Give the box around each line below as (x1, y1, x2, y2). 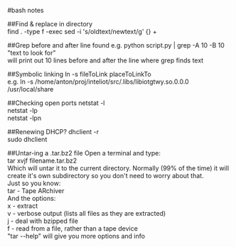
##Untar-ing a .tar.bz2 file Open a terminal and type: (7, 149, 161, 157)
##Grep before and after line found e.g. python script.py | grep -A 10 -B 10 (7, 41, 225, 49)
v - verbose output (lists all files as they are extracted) (7, 209, 166, 217)
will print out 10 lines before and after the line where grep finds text (7, 56, 204, 65)
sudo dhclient (7, 135, 48, 143)
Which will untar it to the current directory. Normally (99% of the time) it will (7, 164, 230, 172)
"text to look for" (7, 49, 56, 57)
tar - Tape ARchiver (7, 187, 65, 194)
